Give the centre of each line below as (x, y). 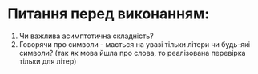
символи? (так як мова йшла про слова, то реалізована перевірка (132, 53)
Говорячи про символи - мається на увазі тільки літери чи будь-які (134, 44)
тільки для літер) (48, 61)
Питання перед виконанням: (109, 14)
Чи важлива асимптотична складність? (86, 36)
